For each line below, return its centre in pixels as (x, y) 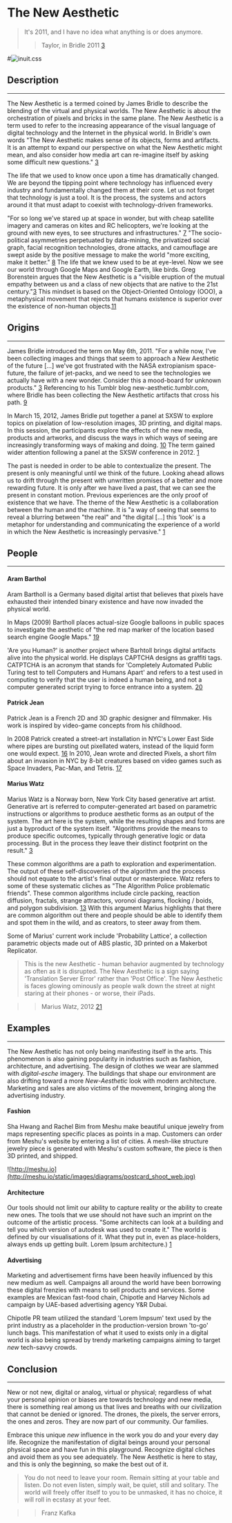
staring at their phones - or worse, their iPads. (89, 993)
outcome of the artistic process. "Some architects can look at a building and (115, 1222)
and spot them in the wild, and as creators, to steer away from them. (104, 922)
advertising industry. (36, 1095)
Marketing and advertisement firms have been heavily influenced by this (110, 1275)
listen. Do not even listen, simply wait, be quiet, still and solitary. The (121, 1485)
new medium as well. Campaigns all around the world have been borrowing (114, 1283)
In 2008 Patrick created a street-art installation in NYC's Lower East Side (110, 738)
